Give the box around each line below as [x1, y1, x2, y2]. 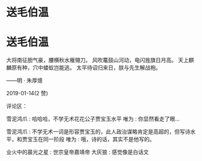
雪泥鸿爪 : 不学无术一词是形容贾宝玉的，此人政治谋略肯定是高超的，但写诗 [6, 128, 191, 136]
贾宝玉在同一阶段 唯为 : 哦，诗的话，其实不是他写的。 [22, 136, 155, 143]
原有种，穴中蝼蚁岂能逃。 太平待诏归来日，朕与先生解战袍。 [11, 64, 161, 71]
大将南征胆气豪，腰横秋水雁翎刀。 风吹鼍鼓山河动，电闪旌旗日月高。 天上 [6, 57, 189, 64]
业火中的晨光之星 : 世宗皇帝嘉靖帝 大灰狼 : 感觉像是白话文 [6, 148, 149, 156]
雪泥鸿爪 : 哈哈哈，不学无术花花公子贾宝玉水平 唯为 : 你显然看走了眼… [6, 115, 180, 122]
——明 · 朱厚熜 [6, 77, 43, 84]
